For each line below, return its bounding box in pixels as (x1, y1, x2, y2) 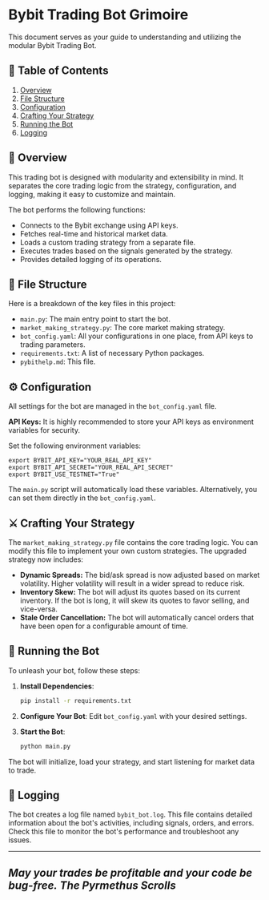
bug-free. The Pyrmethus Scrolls (8, 878, 176, 892)
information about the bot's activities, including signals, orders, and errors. (8, 818, 255, 828)
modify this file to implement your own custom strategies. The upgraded (8, 547, 247, 555)
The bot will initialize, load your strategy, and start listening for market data (8, 757, 255, 766)
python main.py (19, 742, 71, 750)
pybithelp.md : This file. (19, 357, 96, 366)
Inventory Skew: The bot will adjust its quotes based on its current (19, 587, 241, 596)
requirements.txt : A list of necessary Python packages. (19, 349, 205, 358)
